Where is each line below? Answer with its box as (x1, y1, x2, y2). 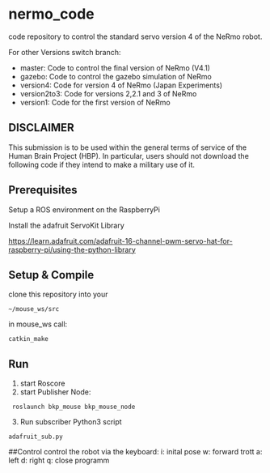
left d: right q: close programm (8, 455, 110, 466)
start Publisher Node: (19, 387, 91, 397)
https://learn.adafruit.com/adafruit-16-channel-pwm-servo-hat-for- (8, 236, 233, 245)
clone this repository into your (8, 289, 108, 300)
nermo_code (8, 5, 95, 23)
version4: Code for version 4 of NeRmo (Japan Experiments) (19, 80, 223, 90)
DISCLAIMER (8, 121, 74, 134)
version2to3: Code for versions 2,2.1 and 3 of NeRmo (19, 88, 197, 98)
